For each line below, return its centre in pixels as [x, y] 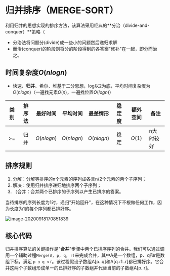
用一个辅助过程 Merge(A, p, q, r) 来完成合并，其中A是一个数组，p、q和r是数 [85, 255]
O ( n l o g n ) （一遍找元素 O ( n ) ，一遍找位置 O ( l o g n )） [63, 92]
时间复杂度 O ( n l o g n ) [36, 73]
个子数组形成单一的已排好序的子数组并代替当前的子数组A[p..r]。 [85, 268]
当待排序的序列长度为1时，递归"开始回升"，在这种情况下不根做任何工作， [81, 202]
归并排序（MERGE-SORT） [62, 10]
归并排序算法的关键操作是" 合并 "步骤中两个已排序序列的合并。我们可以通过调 [85, 249]
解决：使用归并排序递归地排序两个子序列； [57, 185]
